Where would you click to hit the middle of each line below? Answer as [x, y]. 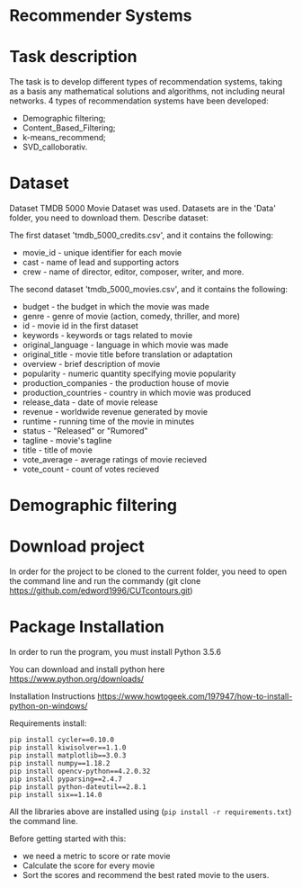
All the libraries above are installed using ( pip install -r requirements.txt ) [151, 812]
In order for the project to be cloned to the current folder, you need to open [148, 571]
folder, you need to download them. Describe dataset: [109, 218]
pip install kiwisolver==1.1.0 [68, 748]
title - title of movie [57, 450]
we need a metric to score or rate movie [96, 857]
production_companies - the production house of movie [125, 383]
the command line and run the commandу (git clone [105, 581]
